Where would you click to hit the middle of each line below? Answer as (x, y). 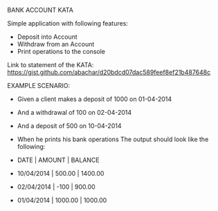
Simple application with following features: (67, 23)
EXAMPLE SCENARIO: (39, 85)
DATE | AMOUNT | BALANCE (58, 160)
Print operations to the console (61, 52)
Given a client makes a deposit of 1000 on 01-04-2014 (94, 99)
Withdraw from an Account (56, 44)
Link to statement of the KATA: (51, 65)
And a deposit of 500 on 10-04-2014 (69, 126)
